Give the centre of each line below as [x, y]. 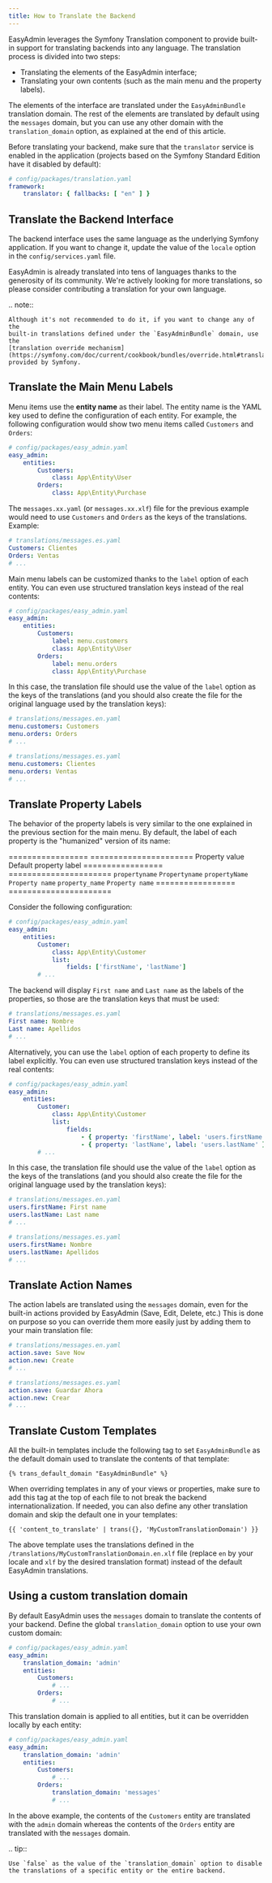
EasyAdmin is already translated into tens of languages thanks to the [123, 272]
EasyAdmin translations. [49, 1571]
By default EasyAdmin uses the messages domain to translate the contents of [135, 1615]
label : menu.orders [84, 664]
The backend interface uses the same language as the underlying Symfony [134, 239]
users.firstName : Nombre [50, 1245]
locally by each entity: [45, 1725]
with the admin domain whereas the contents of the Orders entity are [122, 1824]
